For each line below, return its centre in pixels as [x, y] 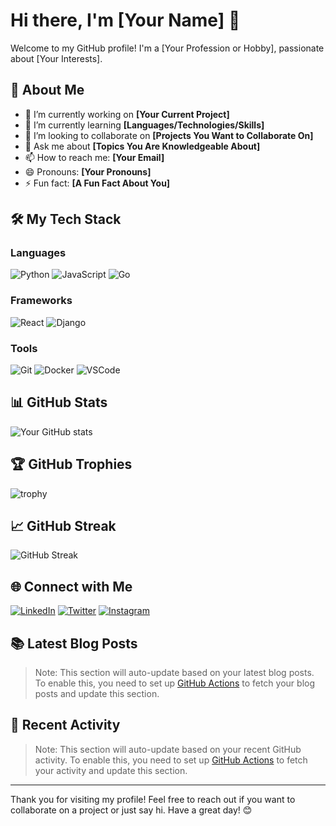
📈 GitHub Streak [63, 526]
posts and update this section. [97, 694]
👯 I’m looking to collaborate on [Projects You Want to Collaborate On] [169, 135]
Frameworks [41, 301]
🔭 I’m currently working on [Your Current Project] [127, 114]
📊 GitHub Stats [59, 402]
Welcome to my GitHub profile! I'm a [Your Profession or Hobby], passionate [167, 48]
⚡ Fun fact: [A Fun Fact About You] [97, 183]
